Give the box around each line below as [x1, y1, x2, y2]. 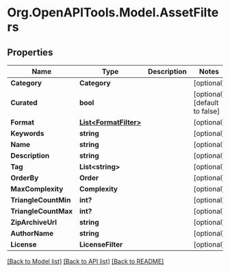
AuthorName [10, 229, 53, 238]
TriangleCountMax [10, 206, 73, 216]
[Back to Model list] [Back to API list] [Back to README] [7, 258, 164, 265]
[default [193, 98, 219, 107]
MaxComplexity [10, 185, 64, 193]
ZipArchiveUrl [10, 217, 57, 227]
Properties [7, 46, 53, 58]
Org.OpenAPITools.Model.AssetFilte [7, 5, 219, 21]
